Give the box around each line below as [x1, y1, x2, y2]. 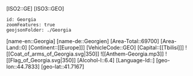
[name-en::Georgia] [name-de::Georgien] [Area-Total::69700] [6, 38, 160, 44]
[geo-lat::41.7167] [41, 63, 84, 70]
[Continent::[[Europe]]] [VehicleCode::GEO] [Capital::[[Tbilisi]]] [28, 44, 184, 51]
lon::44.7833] [6, 63, 40, 70]
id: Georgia [6, 17, 36, 23]
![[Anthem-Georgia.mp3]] [100, 50, 164, 57]
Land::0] [6, 44, 27, 51]
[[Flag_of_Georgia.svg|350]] [6, 57, 77, 63]
